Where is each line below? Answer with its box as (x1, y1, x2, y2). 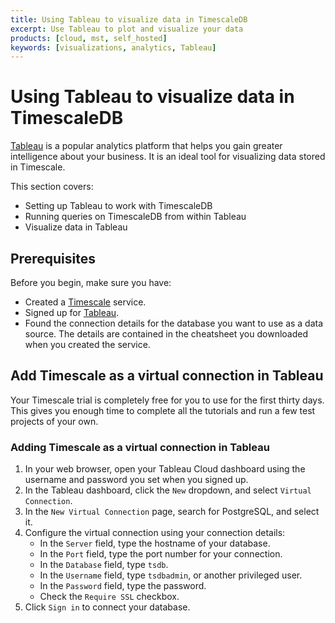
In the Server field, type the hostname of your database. (39, 537, 271, 550)
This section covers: (10, 181, 94, 193)
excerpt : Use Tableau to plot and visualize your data (10, 24, 244, 34)
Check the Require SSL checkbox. (39, 591, 180, 603)
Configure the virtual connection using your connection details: (24, 527, 286, 539)
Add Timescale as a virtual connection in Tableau (10, 367, 324, 385)
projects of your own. (10, 415, 99, 427)
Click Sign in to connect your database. (24, 601, 191, 613)
